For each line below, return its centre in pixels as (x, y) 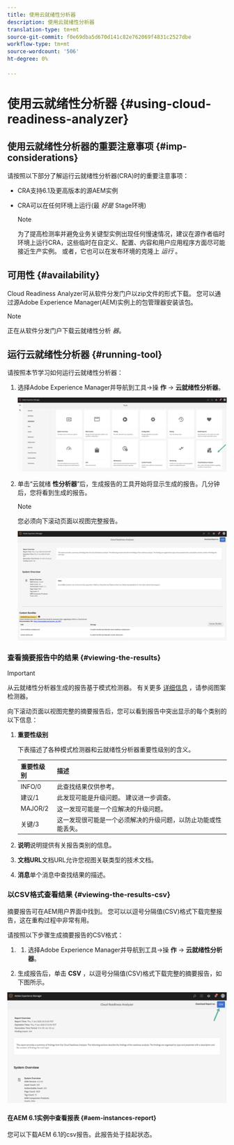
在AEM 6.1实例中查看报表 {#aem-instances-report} (82, 1118)
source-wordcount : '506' (43, 52)
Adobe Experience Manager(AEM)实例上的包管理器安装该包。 (108, 302)
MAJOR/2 (34, 808)
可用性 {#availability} (54, 275)
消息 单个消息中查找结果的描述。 (63, 875)
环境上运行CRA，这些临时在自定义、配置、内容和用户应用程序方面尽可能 (121, 242)
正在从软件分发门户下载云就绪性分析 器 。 (66, 330)
